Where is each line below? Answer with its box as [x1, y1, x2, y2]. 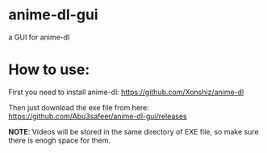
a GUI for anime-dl [8, 32, 70, 42]
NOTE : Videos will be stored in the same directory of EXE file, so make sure [8, 126, 260, 136]
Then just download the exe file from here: [8, 102, 149, 112]
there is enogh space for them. [8, 135, 111, 145]
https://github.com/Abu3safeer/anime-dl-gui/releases [8, 111, 187, 121]
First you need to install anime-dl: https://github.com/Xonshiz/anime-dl [8, 87, 244, 97]
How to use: [8, 60, 90, 79]
